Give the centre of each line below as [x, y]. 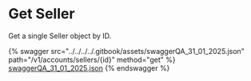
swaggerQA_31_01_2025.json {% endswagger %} [89, 67]
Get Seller [42, 14]
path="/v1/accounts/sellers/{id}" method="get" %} [92, 60]
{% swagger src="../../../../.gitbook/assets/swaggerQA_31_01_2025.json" [127, 51]
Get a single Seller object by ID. [60, 36]
